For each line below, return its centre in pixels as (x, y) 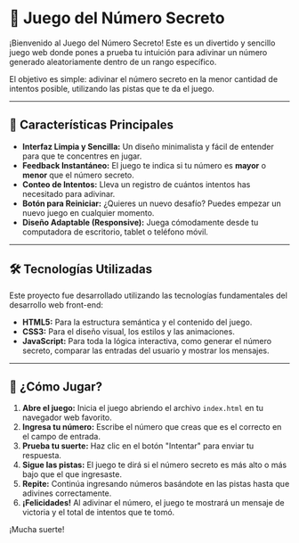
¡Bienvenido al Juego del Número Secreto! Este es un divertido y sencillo (142, 43)
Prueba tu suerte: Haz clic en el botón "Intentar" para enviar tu (138, 446)
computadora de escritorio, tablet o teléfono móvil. (115, 232)
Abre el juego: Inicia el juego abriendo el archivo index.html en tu (143, 408)
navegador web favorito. (67, 417)
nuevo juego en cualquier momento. (88, 212)
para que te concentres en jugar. (82, 156)
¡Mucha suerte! (37, 530)
